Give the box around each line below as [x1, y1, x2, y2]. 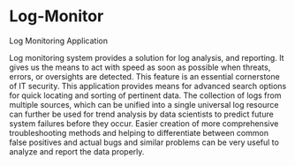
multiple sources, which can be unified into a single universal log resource [9, 99, 279, 109]
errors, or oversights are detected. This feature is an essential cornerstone [9, 71, 280, 81]
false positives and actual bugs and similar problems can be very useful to [9, 137, 280, 147]
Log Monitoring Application [9, 35, 109, 46]
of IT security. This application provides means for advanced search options [9, 80, 287, 91]
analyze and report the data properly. [9, 146, 145, 156]
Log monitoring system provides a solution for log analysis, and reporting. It [9, 52, 284, 63]
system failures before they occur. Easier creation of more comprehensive [9, 117, 279, 129]
